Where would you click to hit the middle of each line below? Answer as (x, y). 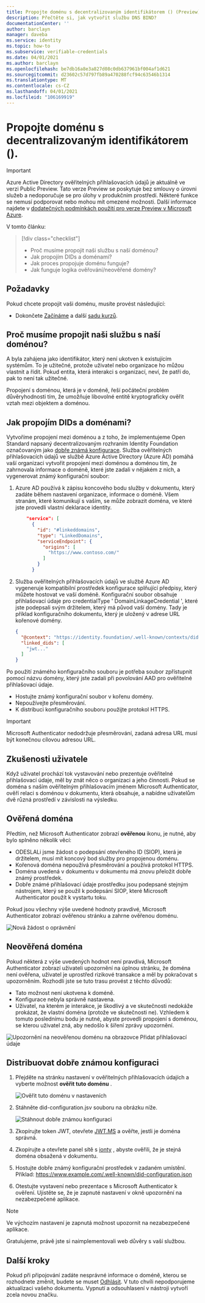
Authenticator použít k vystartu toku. (61, 897)
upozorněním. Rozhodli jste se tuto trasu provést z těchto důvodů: (89, 981)
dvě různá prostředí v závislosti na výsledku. (63, 799)
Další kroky (28, 1261)
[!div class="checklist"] (51, 238)
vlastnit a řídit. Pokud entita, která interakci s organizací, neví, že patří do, (99, 372)
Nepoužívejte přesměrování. (51, 703)
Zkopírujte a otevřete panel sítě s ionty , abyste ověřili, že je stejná (98, 1150)
